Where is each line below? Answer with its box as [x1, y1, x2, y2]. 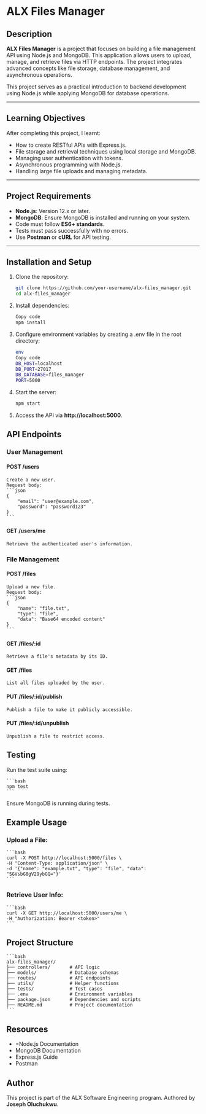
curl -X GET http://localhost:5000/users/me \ [6, 910, 128, 916]
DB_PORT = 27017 [15, 366, 51, 372]
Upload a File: [6, 835, 48, 844]
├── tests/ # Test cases [6, 986, 103, 992]
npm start [15, 400, 41, 407]
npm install [15, 319, 46, 326]
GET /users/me [6, 527, 46, 535]
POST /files [6, 570, 36, 578]
